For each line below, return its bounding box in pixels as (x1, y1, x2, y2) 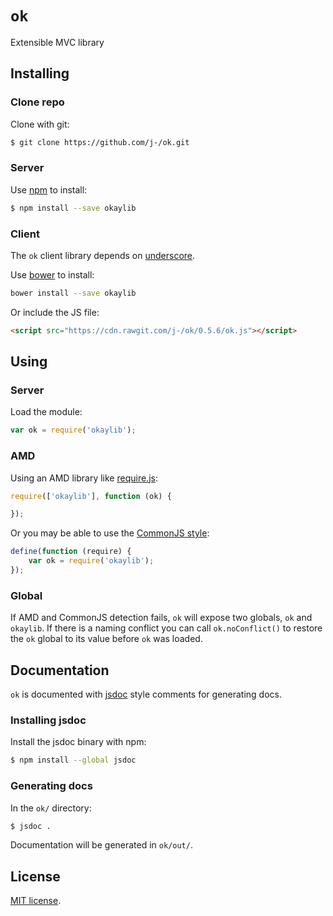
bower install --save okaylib (10, 288, 137, 298)
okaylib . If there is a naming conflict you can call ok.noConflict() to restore (10, 622, 323, 634)
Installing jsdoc (10, 713, 87, 727)
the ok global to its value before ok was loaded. (10, 633, 203, 645)
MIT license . (10, 895, 62, 907)
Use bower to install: (10, 268, 95, 281)
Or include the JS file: (10, 306, 100, 318)
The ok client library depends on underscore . (10, 249, 196, 261)
